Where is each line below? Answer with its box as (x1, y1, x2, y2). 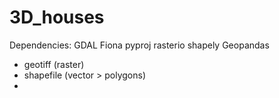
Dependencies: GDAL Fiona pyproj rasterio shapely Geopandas (9, 39, 270, 51)
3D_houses (9, 6, 105, 29)
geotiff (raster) (23, 58, 85, 70)
